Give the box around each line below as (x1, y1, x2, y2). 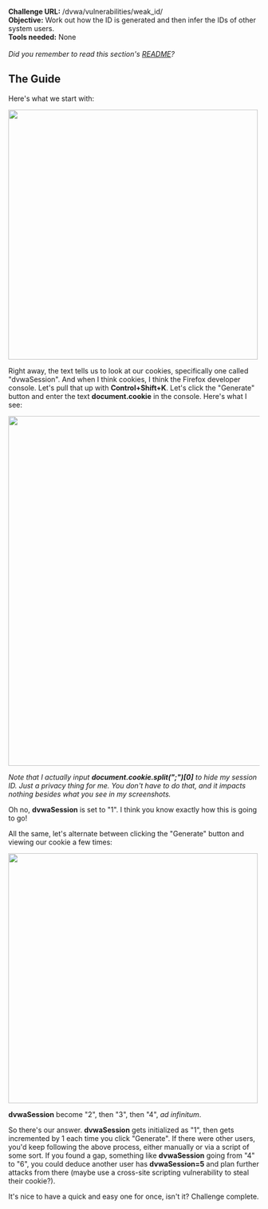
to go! (8, 813, 28, 823)
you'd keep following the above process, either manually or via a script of (8, 1142, 250, 1151)
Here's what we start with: (8, 94, 95, 103)
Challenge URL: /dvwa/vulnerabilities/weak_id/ (8, 7, 164, 16)
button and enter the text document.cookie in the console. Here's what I (8, 391, 247, 401)
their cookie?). (8, 1175, 56, 1186)
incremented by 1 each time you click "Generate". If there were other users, (8, 1133, 255, 1143)
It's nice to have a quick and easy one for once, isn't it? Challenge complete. (8, 1191, 259, 1201)
